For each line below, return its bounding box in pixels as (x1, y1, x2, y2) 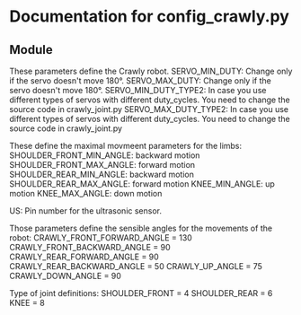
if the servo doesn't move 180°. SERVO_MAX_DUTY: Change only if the (9, 75, 271, 86)
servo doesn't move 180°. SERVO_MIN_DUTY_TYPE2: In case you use (9, 85, 267, 95)
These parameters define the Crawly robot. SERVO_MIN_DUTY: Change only (9, 66, 293, 76)
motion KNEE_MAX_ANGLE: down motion (9, 188, 163, 198)
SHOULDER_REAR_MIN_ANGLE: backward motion (9, 169, 195, 179)
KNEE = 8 (9, 298, 45, 308)
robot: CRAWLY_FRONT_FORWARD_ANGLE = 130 (9, 232, 193, 243)
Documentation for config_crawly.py (9, 6, 290, 27)
